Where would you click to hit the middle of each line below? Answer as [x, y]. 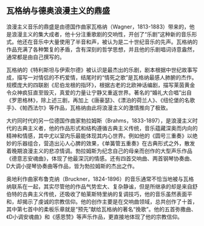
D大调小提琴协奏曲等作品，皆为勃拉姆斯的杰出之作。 [72, 166]
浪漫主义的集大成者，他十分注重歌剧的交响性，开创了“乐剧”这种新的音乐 [102, 34]
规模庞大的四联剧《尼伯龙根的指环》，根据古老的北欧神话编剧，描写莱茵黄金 [101, 85]
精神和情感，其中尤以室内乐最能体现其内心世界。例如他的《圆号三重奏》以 [99, 136]
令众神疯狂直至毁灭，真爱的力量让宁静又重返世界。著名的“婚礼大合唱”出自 [99, 92]
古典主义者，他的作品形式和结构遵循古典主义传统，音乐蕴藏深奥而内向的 [107, 128]
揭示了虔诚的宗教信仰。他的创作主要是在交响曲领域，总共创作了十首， [110, 201]
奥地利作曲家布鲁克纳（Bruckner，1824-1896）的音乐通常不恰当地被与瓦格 [100, 179]
